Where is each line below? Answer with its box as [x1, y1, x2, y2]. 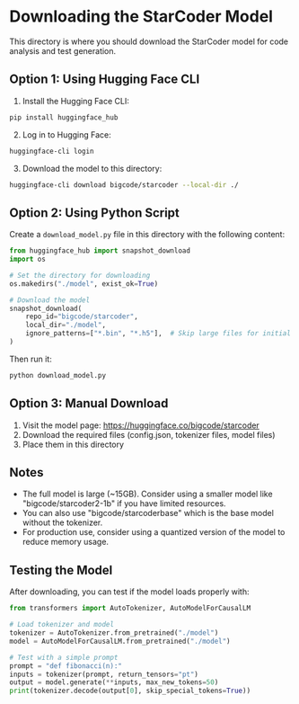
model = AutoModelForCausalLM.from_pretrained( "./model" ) [9, 637, 231, 646]
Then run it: [9, 353, 52, 364]
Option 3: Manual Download [9, 396, 169, 411]
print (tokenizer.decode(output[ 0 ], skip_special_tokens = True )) [9, 686, 251, 696]
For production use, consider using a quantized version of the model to [22, 527, 286, 538]
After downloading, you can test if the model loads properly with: [9, 586, 250, 597]
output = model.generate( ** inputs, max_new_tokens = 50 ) [9, 678, 219, 687]
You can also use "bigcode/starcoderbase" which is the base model [22, 508, 274, 519]
